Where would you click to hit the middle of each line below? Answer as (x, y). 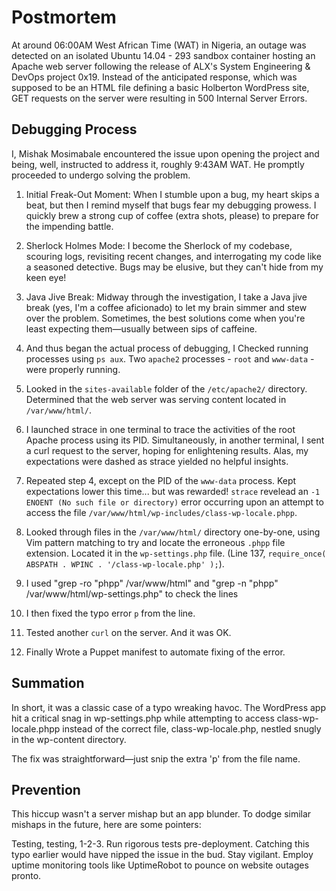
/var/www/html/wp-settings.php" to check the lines (132, 593)
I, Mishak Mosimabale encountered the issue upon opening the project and (165, 153)
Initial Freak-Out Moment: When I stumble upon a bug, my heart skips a (172, 194)
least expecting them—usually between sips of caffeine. (141, 328)
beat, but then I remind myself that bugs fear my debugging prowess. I (171, 205)
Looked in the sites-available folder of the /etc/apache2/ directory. (166, 388)
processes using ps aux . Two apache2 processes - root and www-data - (170, 358)
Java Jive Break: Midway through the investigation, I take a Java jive (166, 297)
